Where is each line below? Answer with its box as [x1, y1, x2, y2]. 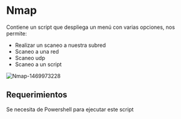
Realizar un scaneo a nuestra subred [14, 41, 106, 49]
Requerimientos [6, 90, 67, 100]
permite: [6, 29, 27, 37]
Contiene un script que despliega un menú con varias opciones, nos [6, 23, 176, 31]
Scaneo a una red [14, 47, 59, 55]
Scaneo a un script [14, 61, 62, 68]
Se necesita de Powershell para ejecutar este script [6, 106, 134, 113]
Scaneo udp [14, 54, 45, 61]
